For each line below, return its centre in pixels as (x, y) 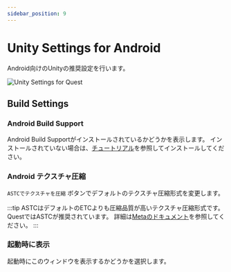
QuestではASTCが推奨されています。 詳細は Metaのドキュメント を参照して (113, 216)
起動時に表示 (29, 245)
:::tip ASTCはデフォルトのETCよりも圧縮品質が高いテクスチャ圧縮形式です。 (116, 207)
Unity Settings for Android (84, 48)
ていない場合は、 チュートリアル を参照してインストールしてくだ (134, 148)
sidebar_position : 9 (37, 14)
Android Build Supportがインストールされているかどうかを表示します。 (108, 139)
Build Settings (38, 104)
